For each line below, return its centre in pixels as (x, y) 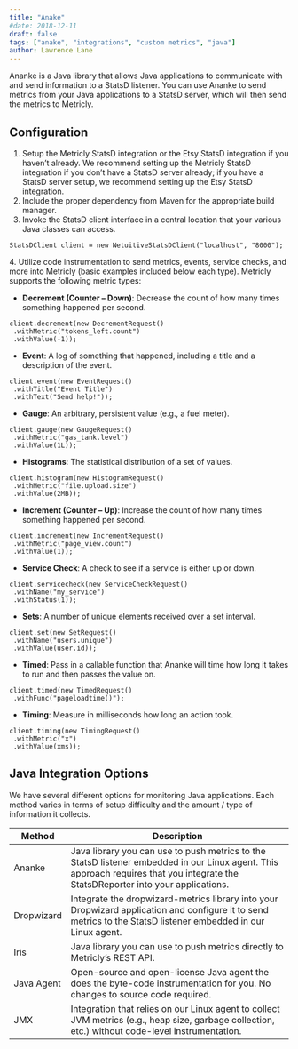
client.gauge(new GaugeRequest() (71, 429)
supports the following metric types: (75, 280)
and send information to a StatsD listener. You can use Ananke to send (138, 85)
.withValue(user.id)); (55, 648)
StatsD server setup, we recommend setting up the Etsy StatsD (137, 181)
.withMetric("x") (45, 739)
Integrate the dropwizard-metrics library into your (174, 899)
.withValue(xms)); (47, 746)
